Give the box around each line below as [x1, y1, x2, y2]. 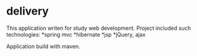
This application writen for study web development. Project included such [6, 24, 192, 32]
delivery [6, 4, 49, 18]
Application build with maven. [6, 43, 80, 50]
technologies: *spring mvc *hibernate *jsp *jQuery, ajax [6, 30, 146, 38]
